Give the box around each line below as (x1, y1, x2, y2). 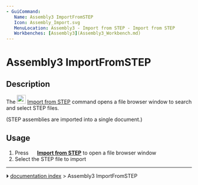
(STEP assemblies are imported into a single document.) (6, 116, 143, 123)
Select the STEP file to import (14, 155, 87, 162)
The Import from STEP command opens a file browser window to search (6, 98, 192, 106)
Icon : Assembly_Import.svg (14, 19, 81, 25)
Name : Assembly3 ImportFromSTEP (14, 14, 94, 20)
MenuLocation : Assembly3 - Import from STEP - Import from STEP (14, 25, 176, 31)
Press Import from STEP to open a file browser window (14, 149, 157, 156)
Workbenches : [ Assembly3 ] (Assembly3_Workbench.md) (14, 31, 141, 36)
